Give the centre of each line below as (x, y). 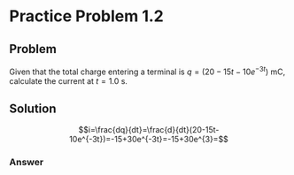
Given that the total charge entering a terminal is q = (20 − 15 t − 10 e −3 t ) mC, (147, 71)
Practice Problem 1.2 (86, 16)
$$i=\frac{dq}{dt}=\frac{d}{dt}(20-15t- (149, 130)
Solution (33, 109)
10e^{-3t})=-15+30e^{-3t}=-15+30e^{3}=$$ (149, 140)
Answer (27, 163)
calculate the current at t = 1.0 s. (69, 80)
